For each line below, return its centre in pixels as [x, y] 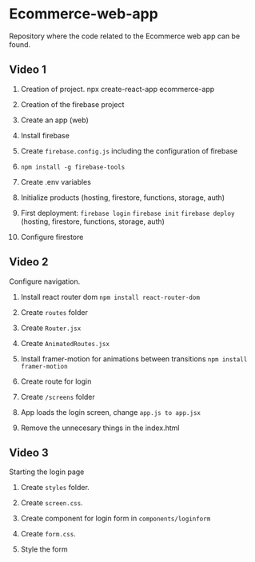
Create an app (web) [54, 120]
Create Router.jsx [51, 328]
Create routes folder [54, 312]
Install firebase [45, 135]
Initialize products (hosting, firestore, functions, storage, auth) [123, 197]
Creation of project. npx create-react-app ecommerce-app [118, 89]
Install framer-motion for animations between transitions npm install [134, 359]
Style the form [44, 549]
